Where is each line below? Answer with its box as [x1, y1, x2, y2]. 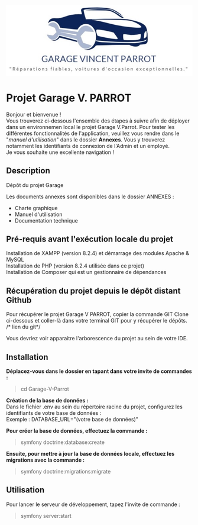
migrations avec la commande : [6, 456, 85, 463]
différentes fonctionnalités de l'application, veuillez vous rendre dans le [6, 130, 180, 137]
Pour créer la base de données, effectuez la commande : [6, 427, 148, 434]
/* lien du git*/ [6, 323, 41, 330]
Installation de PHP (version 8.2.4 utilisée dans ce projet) [6, 262, 145, 269]
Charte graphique [14, 204, 58, 211]
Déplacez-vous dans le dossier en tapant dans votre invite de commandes [6, 368, 192, 375]
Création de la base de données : [6, 397, 89, 404]
